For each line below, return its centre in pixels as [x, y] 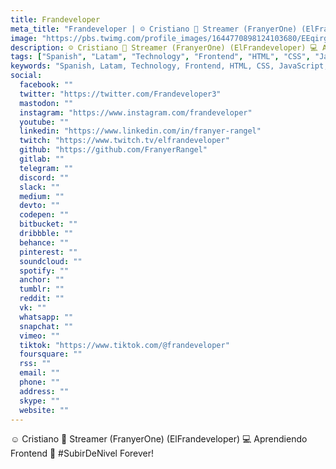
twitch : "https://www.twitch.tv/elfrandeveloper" [124, 141]
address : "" [44, 391]
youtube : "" [44, 122]
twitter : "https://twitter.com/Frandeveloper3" [120, 94]
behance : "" [44, 242]
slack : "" [39, 187]
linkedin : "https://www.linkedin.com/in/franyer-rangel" [140, 131]
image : [24, 38]
